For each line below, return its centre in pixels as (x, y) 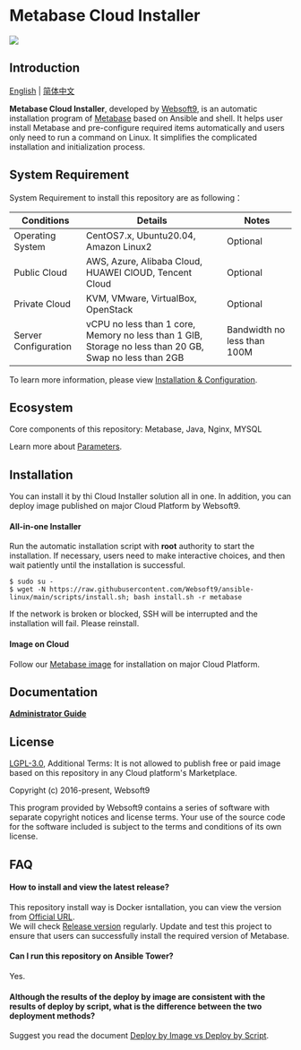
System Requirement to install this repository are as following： (126, 197)
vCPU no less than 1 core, (141, 323)
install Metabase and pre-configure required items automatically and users (147, 127)
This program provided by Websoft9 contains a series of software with (140, 808)
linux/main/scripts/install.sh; (69, 598)
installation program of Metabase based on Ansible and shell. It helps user (146, 118)
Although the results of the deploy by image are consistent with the (138, 996)
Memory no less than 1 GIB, (145, 335)
